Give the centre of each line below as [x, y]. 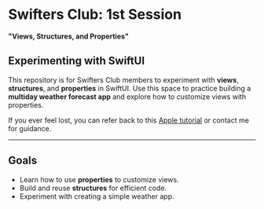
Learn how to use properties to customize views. [99, 179]
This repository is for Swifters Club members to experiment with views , [124, 79]
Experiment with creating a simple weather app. [97, 196]
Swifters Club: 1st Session [95, 15]
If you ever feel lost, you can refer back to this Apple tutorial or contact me [129, 120]
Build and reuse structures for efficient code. [93, 188]
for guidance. [30, 128]
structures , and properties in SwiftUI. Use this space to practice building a [130, 88]
